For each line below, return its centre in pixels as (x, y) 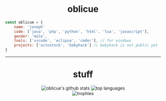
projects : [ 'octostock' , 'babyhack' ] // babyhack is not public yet (86, 46)
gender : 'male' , (31, 36)
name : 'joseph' (30, 27)
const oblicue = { (24, 22)
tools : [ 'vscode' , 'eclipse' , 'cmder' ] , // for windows (73, 41)
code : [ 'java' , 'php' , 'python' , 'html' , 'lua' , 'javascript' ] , (82, 31)
